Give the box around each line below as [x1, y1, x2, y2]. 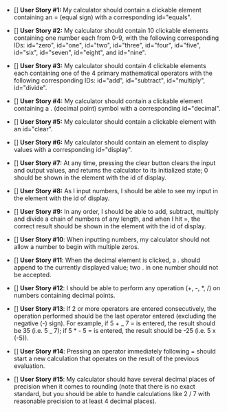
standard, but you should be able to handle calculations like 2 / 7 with [13, 390, 210, 398]
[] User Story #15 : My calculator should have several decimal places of [13, 375, 215, 383]
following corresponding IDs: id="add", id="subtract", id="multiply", [13, 76, 206, 85]
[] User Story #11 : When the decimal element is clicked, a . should [13, 256, 201, 264]
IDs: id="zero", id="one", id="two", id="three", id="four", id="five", [13, 41, 201, 49]
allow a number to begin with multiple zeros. [13, 243, 140, 250]
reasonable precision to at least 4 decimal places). [13, 397, 157, 405]
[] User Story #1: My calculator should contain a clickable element [13, 6, 202, 14]
